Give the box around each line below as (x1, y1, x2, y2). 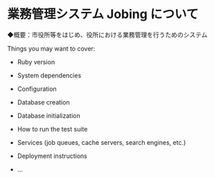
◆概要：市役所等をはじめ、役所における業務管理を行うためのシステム (7, 30, 208, 39)
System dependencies (17, 71, 82, 80)
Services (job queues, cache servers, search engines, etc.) (17, 138, 186, 146)
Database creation (17, 98, 71, 106)
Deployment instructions (17, 152, 88, 160)
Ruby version (17, 57, 55, 66)
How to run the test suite (17, 125, 88, 133)
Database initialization (17, 112, 81, 120)
